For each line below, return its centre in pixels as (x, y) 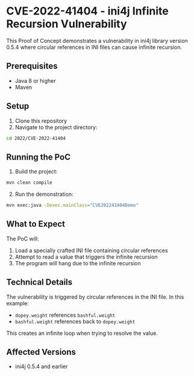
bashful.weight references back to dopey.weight (75, 321)
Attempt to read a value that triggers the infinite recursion (86, 257)
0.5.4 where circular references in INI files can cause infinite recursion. (94, 47)
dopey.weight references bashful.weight (65, 315)
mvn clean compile (29, 183)
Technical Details (39, 282)
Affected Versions (41, 352)
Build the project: (36, 172)
